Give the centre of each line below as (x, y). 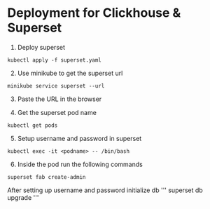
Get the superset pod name (57, 112)
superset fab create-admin (47, 177)
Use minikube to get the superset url (70, 73)
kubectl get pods (33, 125)
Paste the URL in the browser (59, 99)
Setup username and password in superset (79, 138)
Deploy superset (41, 47)
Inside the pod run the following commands (80, 164)
